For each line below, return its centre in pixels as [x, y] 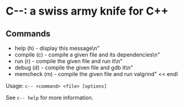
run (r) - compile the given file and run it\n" [69, 61]
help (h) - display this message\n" [57, 48]
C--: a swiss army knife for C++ [87, 11]
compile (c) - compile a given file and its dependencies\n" [87, 55]
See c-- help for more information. [50, 98]
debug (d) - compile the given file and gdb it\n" [74, 67]
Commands [28, 34]
